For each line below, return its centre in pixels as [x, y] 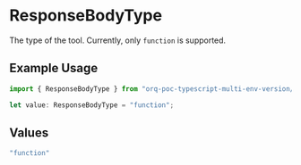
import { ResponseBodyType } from [74, 89]
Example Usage [54, 68]
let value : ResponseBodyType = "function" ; [92, 105]
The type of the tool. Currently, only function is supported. [118, 40]
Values [29, 132]
